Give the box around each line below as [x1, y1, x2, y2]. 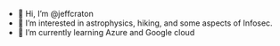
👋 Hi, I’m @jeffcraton [17, 9, 94, 19]
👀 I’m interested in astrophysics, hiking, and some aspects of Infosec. [17, 18, 274, 28]
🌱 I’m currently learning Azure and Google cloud [17, 27, 195, 37]
